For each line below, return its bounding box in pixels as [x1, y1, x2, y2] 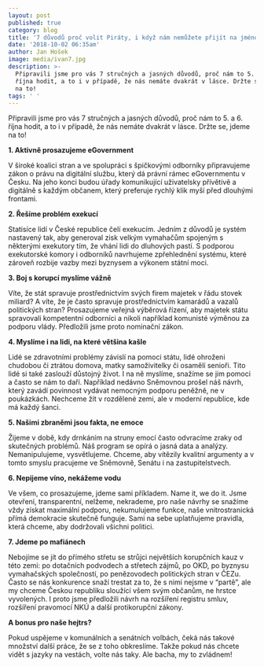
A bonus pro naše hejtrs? [8, 618, 92, 628]
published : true [8, 19, 61, 27]
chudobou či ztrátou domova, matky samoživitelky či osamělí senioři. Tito [8, 361, 246, 370]
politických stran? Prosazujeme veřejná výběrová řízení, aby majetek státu [8, 305, 248, 315]
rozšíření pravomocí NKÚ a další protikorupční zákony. [8, 603, 184, 612]
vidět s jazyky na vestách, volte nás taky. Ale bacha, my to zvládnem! [8, 650, 233, 659]
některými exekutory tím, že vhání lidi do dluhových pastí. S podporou [8, 241, 234, 251]
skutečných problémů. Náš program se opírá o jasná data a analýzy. [8, 441, 229, 451]
